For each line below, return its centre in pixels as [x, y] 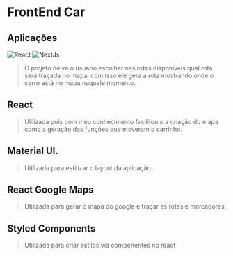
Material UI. [33, 151]
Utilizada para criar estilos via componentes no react [100, 246]
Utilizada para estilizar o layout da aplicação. [88, 167]
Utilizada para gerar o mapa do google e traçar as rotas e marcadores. [125, 206]
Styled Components [51, 228]
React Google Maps [50, 190]
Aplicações [32, 38]
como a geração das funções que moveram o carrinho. [103, 129]
